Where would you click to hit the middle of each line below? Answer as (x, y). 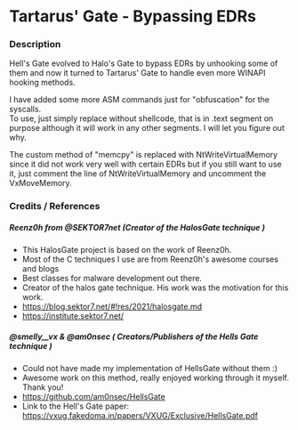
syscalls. (25, 110)
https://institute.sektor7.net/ (73, 316)
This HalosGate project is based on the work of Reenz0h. (127, 250)
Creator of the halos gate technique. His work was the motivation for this (155, 288)
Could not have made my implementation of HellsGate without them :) (149, 369)
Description (35, 45)
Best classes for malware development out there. (112, 279)
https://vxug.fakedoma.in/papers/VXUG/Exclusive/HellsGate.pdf (140, 416)
